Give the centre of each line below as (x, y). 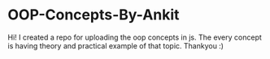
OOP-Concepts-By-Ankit (94, 15)
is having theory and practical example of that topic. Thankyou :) (116, 45)
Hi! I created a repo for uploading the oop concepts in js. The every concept (135, 37)
